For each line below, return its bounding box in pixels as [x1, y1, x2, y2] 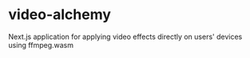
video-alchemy [8, 6, 112, 24]
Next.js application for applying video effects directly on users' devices [8, 32, 243, 41]
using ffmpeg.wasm [8, 40, 74, 49]
